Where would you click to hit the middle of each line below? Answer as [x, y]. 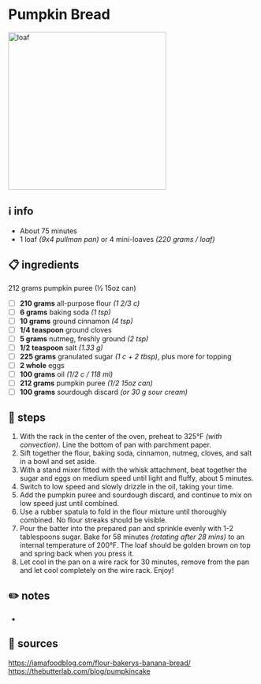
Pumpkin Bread [59, 15]
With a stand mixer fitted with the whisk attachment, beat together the [133, 470]
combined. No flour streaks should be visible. [93, 520]
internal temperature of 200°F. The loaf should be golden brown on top [135, 545]
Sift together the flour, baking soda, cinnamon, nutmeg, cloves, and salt [136, 453]
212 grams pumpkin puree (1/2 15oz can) [86, 383]
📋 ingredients [44, 265]
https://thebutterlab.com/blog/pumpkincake [80, 671]
